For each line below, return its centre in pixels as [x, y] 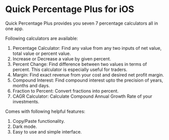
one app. [14, 28]
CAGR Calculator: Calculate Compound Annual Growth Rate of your [82, 96]
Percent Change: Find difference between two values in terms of [80, 64]
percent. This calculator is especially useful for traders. [70, 69]
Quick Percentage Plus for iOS [70, 9]
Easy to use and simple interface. [47, 131]
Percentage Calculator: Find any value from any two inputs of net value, [87, 48]
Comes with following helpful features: [45, 111]
